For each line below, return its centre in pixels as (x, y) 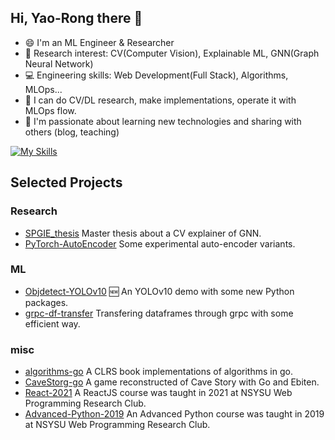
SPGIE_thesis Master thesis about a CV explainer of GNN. (143, 233)
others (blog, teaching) (72, 132)
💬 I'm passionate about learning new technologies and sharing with (163, 121)
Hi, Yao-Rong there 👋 (76, 18)
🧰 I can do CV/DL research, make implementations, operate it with (160, 100)
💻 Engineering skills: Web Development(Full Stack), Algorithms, (156, 75)
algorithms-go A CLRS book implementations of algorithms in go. (158, 372)
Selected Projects (66, 182)
